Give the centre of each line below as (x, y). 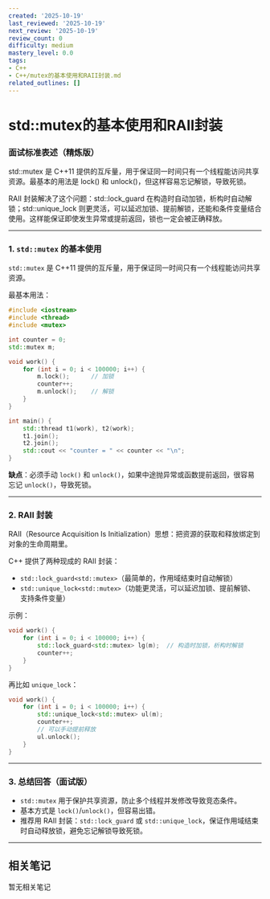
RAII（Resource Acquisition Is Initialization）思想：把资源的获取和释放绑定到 (134, 534)
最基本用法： (29, 295)
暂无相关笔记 (29, 887)
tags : (17, 61)
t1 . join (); (41, 436)
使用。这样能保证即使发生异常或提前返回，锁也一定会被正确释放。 (117, 219)
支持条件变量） (45, 599)
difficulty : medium (41, 46)
